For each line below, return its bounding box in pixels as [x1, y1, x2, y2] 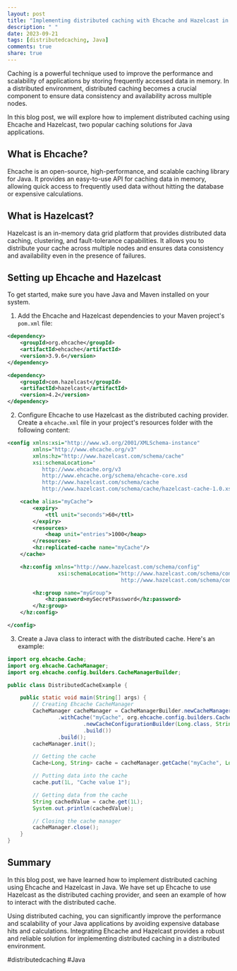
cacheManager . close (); [32, 824, 99, 831]
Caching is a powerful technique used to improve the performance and [7, 68, 214, 78]
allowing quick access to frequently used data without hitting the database [7, 181, 224, 191]
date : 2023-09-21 [7, 30, 59, 37]
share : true [7, 50, 42, 57]
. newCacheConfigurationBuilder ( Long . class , [83, 720, 213, 727]
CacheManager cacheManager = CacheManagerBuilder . [32, 708, 185, 715]
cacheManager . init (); [32, 740, 97, 747]
